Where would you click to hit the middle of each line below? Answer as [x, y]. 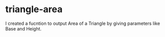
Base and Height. [24, 28]
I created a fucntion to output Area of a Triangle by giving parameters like [83, 23]
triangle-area [34, 9]
